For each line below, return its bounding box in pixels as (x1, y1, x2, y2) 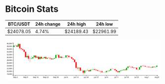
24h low (95, 21, 113, 27)
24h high (67, 21, 86, 27)
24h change (35, 21, 61, 27)
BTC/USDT (8, 21, 31, 27)
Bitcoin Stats (5, 3, 59, 15)
